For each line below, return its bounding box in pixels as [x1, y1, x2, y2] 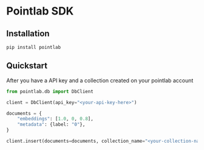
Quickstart [6, 60, 48, 71]
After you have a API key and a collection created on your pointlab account [6, 77, 194, 84]
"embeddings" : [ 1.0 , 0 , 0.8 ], [17, 116, 94, 122]
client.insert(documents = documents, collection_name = [6, 138, 146, 145]
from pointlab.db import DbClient [6, 88, 94, 94]
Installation [6, 28, 50, 39]
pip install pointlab [6, 44, 61, 50]
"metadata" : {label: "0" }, [17, 122, 86, 128]
